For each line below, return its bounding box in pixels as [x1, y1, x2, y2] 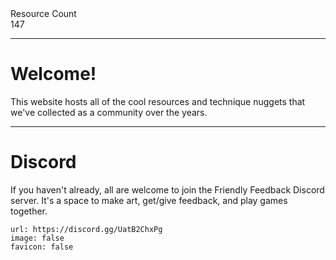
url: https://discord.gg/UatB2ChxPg [10, 224, 163, 234]
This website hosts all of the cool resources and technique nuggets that [10, 95, 306, 107]
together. [10, 205, 48, 217]
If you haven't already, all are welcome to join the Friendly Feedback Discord [10, 183, 325, 196]
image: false [10, 233, 65, 243]
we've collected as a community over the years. [10, 106, 208, 118]
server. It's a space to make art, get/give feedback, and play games [10, 194, 288, 206]
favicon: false [10, 242, 74, 252]
